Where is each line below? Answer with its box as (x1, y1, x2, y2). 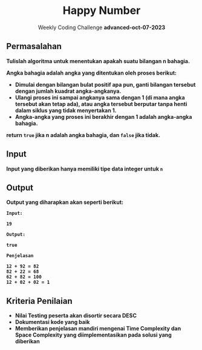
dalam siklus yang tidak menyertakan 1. (15, 107, 117, 114)
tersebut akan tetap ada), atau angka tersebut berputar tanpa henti (15, 100, 187, 107)
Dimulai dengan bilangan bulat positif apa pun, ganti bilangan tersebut (15, 81, 196, 88)
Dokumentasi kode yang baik (15, 318, 90, 326)
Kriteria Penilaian (6, 295, 73, 306)
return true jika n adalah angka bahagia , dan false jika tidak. (6, 131, 161, 138)
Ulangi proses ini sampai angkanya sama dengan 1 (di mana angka (15, 93, 186, 101)
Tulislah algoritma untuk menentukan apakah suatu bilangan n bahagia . (6, 57, 191, 64)
